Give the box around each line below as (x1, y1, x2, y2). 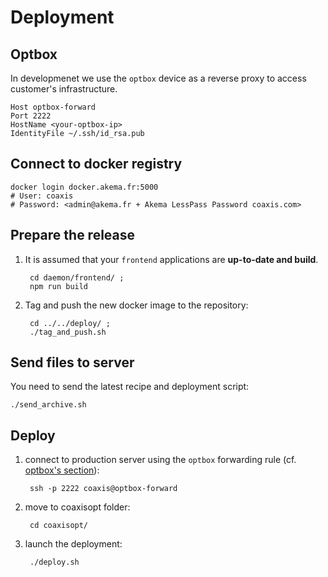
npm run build (29, 281, 89, 291)
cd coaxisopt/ (29, 521, 89, 531)
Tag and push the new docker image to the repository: (24, 299, 249, 311)
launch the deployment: (24, 538, 123, 550)
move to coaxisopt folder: (24, 501, 131, 513)
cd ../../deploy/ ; (29, 318, 111, 328)
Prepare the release (10, 227, 136, 244)
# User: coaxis (10, 191, 74, 201)
